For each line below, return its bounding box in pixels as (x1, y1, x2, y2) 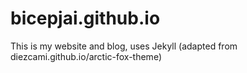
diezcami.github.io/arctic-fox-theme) (10, 50, 162, 62)
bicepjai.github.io (10, 7, 161, 30)
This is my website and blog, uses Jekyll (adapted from (10, 40, 238, 52)
